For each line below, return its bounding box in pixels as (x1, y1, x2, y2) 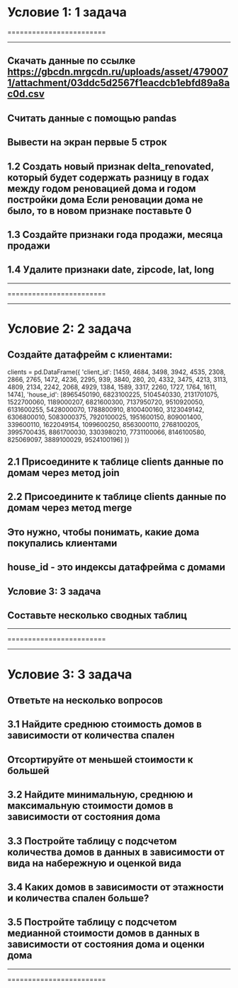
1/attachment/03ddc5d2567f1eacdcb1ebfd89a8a (7, 77, 230, 89)
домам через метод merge (7, 502, 132, 514)
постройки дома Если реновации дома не (7, 193, 203, 205)
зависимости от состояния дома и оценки (7, 938, 205, 950)
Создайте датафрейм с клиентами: (7, 348, 173, 361)
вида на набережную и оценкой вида (7, 857, 182, 869)
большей (7, 764, 50, 776)
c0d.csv (7, 88, 45, 100)
